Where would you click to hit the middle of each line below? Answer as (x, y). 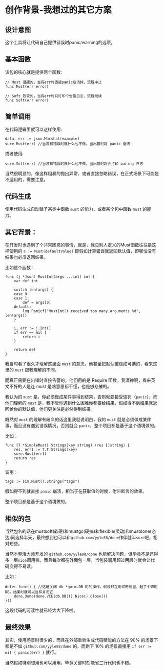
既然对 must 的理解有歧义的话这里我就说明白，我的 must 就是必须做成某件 (78, 420)
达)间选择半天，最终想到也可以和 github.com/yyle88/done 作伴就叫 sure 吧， (79, 538)
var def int (26, 281)
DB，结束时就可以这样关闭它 (29, 592)
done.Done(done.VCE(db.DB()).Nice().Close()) (61, 596)
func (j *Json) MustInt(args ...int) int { (50, 277)
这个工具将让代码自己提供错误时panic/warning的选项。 (60, 42)
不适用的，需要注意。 (26, 179)
